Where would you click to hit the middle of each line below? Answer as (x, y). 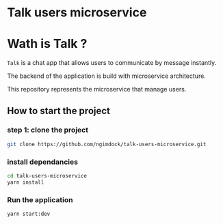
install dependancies (43, 162)
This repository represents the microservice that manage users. (97, 89)
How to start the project (59, 111)
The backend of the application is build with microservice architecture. (107, 76)
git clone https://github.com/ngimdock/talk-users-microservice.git (107, 144)
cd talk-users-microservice (47, 176)
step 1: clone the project (48, 130)
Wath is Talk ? (47, 44)
